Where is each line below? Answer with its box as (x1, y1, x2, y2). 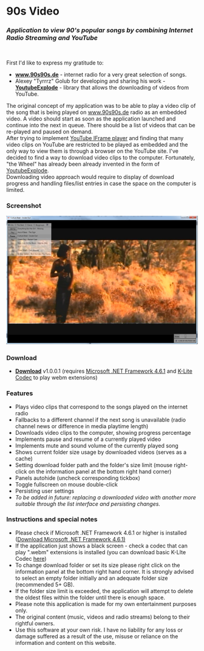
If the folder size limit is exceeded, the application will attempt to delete (15, 587, 193, 594)
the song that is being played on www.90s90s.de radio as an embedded (6, 108, 187, 116)
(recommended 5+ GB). (15, 580, 75, 588)
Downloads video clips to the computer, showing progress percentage (15, 429, 191, 436)
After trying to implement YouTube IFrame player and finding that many (6, 135, 184, 142)
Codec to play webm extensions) (15, 374, 98, 381)
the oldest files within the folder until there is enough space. (15, 594, 166, 601)
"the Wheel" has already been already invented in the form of (6, 160, 160, 168)
